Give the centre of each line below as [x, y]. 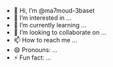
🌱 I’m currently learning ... [50, 25]
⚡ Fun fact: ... [32, 57]
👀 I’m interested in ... [42, 18]
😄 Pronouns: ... [36, 50]
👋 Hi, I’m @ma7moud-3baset [54, 11]
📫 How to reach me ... [45, 40]
